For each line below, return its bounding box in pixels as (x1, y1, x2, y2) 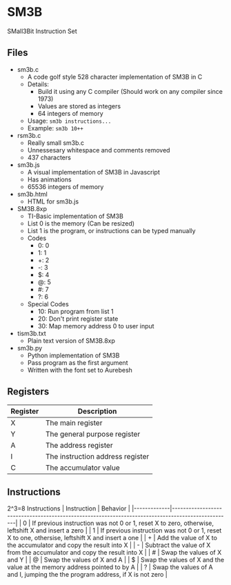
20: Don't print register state (37, 315, 119, 323)
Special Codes (27, 299, 69, 308)
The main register (46, 418, 103, 428)
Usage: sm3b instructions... (27, 117, 112, 125)
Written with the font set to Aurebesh (27, 366, 133, 374)
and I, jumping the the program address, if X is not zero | (7, 571, 168, 579)
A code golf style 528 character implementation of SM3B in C (27, 72, 203, 81)
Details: (27, 80, 50, 88)
